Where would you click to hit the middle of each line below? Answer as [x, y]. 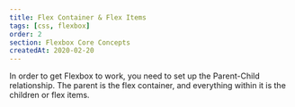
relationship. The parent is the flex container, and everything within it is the [147, 86]
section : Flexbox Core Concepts [70, 42]
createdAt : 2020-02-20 [52, 51]
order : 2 [26, 34]
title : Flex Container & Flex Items [78, 17]
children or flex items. [49, 95]
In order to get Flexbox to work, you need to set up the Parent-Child [135, 76]
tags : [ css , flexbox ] [50, 26]
